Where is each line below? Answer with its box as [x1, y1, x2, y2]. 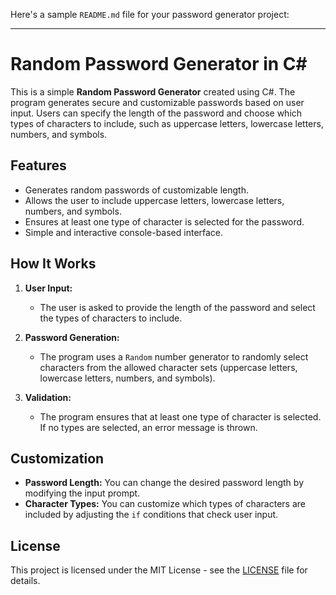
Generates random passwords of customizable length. [24, 184, 249, 196]
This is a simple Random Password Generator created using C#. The [10, 85, 296, 98]
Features [10, 157, 67, 174]
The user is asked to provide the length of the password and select [39, 301, 316, 313]
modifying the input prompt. [24, 487, 141, 499]
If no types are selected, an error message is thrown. [39, 421, 258, 433]
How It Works [10, 255, 97, 273]
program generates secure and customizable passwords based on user [10, 96, 305, 108]
